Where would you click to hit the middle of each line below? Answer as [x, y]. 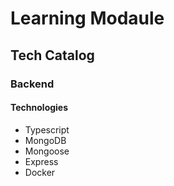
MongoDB [45, 140]
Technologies [39, 108]
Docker [40, 172]
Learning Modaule [87, 18]
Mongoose [47, 151]
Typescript [47, 129]
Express [41, 161]
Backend [32, 84]
